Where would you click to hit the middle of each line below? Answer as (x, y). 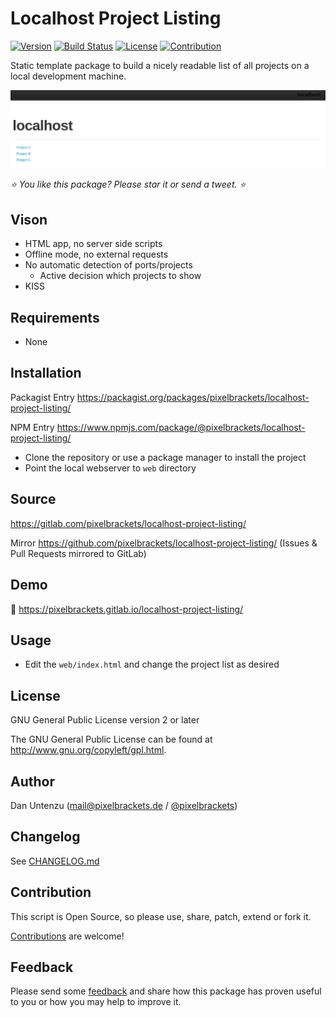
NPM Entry (32, 427)
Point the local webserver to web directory (110, 468)
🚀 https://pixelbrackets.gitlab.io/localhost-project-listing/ (127, 609)
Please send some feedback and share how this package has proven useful (166, 991)
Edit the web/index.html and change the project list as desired (152, 664)
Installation (46, 373)
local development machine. (68, 76)
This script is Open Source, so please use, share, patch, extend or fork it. (161, 916)
